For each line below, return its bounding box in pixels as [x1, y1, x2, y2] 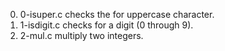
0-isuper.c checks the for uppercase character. [19, 9, 215, 20]
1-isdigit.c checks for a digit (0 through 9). [19, 19, 194, 31]
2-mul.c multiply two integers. [19, 30, 144, 41]
